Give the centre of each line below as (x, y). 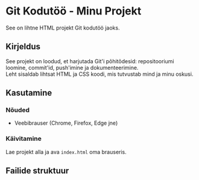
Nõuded (18, 110)
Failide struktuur (37, 171)
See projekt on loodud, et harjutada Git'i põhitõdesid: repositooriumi (90, 61)
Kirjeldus (23, 47)
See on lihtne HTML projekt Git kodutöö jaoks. (63, 28)
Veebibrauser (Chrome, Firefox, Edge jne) (66, 123)
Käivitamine (24, 138)
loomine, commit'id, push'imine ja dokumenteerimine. (72, 67)
